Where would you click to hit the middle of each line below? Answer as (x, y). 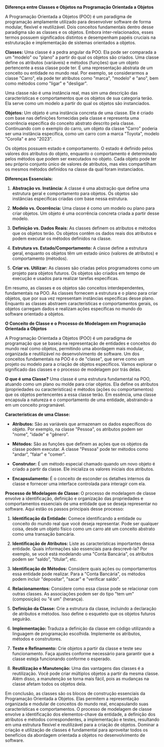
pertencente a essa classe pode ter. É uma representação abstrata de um (79, 68)
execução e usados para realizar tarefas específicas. (65, 278)
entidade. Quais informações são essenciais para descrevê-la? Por (80, 549)
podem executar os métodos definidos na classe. (62, 238)
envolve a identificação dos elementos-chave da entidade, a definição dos (80, 714)
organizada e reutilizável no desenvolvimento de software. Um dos (72, 354)
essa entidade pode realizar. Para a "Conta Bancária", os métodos (79, 574)
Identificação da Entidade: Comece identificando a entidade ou (77, 518)
